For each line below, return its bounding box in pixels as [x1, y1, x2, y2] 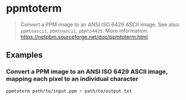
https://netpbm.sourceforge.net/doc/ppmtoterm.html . [20, 33, 150, 40]
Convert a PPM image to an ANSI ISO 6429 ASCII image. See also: [20, 21, 180, 28]
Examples [6, 50, 43, 60]
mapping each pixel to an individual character [6, 75, 139, 83]
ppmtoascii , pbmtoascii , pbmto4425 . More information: [20, 27, 149, 34]
